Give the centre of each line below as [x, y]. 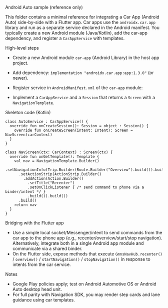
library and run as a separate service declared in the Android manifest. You [82, 28]
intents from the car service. [41, 264]
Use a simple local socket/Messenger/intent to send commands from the [87, 233]
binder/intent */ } [25, 192]
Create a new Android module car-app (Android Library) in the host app [86, 58]
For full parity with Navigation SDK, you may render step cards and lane [86, 294]
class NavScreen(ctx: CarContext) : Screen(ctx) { [59, 152]
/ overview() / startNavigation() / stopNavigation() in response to [81, 259]
